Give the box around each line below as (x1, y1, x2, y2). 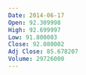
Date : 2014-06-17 (8, 11, 65, 20)
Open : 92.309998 (8, 19, 61, 27)
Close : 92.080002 (8, 41, 65, 48)
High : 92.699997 (8, 26, 61, 34)
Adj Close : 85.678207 (8, 48, 79, 55)
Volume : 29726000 (8, 55, 65, 63)
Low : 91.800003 (8, 33, 58, 41)
